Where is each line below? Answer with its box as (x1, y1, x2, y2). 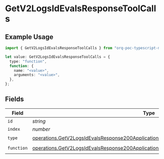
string (32, 118, 46, 124)
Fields (5, 95, 24, 103)
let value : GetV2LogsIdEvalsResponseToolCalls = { (5, 54, 110, 59)
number (32, 125, 50, 132)
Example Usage (5, 33, 54, 41)
